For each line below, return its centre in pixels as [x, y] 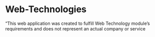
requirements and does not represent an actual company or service [75, 28]
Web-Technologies [46, 9]
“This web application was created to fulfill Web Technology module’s [77, 23]
